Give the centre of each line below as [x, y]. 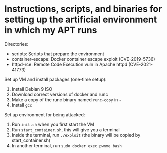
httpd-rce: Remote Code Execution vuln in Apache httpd [70, 64]
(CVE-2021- [141, 64]
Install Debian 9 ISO [32, 89]
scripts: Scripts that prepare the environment [58, 54]
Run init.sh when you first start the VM [53, 124]
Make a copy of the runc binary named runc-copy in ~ [67, 99]
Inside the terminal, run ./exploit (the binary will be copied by [76, 135]
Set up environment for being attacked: [45, 114]
